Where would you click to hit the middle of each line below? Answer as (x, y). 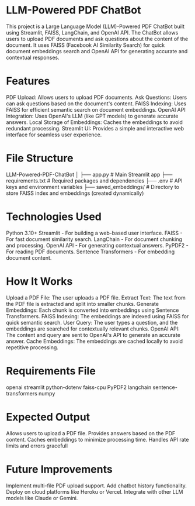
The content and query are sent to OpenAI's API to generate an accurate (93, 335)
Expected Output (48, 417)
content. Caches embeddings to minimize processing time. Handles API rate (97, 439)
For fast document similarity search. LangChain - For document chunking (94, 239)
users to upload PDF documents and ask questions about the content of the (97, 39)
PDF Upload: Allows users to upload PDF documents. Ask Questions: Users (97, 97)
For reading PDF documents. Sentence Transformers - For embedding (90, 252)
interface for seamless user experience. (54, 135)
